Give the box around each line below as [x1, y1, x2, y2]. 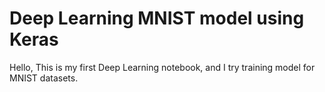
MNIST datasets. [9, 72, 79, 84]
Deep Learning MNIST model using [9, 7, 305, 30]
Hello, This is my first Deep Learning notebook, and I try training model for [9, 61, 316, 73]
